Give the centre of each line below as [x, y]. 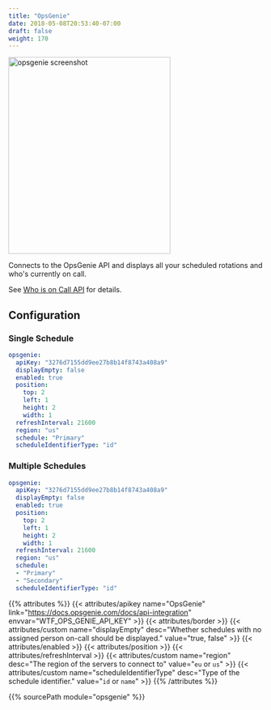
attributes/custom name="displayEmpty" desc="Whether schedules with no [135, 629]
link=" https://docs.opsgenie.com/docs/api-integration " [100, 612]
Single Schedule [41, 338]
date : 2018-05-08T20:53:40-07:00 [65, 23]
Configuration [44, 315]
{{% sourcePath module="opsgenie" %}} [77, 696]
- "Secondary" [39, 580]
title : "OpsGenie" [39, 16]
